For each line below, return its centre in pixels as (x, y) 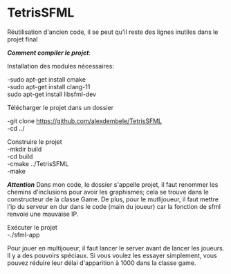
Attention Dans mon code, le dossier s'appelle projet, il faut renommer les (113, 184)
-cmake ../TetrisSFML (38, 163)
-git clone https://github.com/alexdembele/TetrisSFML (85, 121)
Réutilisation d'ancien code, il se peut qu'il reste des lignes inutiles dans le (113, 32)
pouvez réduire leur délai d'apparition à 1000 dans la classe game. (102, 263)
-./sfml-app (24, 235)
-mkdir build (25, 149)
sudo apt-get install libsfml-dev (52, 94)
